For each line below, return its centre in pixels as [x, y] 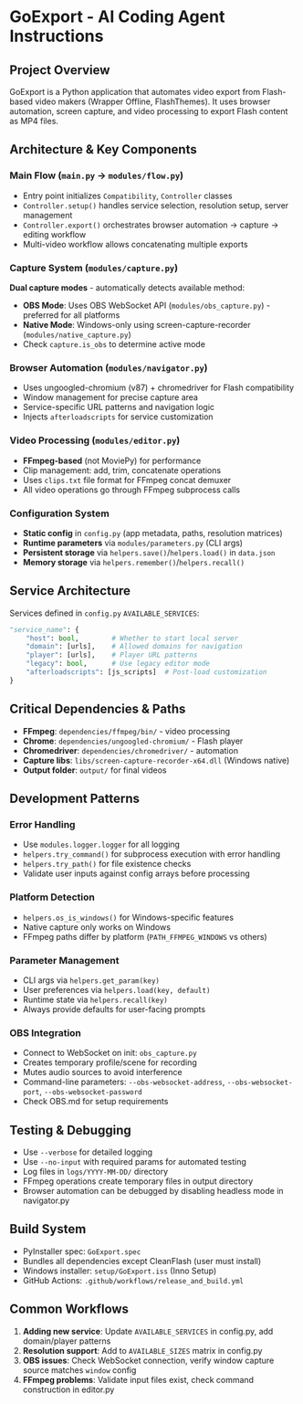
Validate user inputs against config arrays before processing [136, 873]
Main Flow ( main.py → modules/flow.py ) [97, 175]
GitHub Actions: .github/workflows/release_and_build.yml [133, 1280]
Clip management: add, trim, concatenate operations [122, 470]
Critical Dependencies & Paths [98, 709]
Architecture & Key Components [104, 149]
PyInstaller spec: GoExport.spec [82, 1251]
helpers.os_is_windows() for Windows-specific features [128, 917]
